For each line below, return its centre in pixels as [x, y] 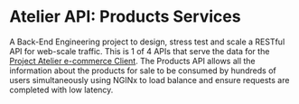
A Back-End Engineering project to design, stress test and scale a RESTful [147, 42]
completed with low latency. [61, 90]
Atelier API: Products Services [125, 17]
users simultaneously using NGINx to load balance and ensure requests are [149, 80]
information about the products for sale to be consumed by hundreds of [143, 71]
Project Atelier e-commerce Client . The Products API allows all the [132, 61]
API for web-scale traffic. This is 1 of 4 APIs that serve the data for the [140, 51]
